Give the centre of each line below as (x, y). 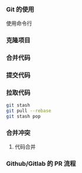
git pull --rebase (29, 111)
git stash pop (24, 117)
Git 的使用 (20, 9)
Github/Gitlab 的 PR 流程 (41, 163)
